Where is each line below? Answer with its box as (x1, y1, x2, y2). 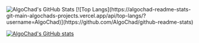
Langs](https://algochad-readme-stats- (92, 6, 191, 13)
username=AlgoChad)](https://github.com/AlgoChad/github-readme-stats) (6, 19, 194, 26)
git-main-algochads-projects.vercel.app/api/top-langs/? (6, 12, 146, 19)
